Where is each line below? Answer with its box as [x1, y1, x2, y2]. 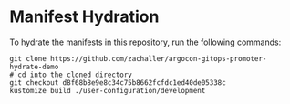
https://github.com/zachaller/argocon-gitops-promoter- [49, 54, 267, 63]
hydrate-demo [9, 62, 59, 71]
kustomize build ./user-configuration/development [9, 86, 206, 95]
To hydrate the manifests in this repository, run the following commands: [9, 36, 282, 47]
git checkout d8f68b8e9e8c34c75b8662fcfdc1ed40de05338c [9, 78, 226, 88]
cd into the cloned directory [17, 70, 132, 79]
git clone [9, 54, 47, 63]
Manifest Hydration [9, 6, 160, 27]
